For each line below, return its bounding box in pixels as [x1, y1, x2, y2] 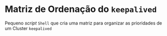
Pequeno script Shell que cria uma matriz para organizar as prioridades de [5, 20, 162, 26]
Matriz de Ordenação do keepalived [5, 3, 157, 15]
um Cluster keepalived [5, 25, 52, 31]
